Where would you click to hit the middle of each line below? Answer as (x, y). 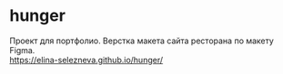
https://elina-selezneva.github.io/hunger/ (86, 60)
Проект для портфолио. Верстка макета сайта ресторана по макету (142, 41)
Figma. (22, 50)
